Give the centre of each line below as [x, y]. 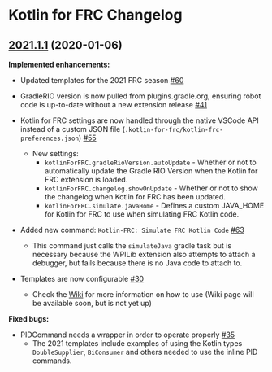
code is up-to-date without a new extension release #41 [114, 105]
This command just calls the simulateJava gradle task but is [132, 245]
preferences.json [50, 138]
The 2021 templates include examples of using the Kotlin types [137, 343]
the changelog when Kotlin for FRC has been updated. [135, 197]
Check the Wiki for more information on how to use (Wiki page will [143, 294]
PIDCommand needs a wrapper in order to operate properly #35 [127, 335]
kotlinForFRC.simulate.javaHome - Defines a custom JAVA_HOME [154, 206]
